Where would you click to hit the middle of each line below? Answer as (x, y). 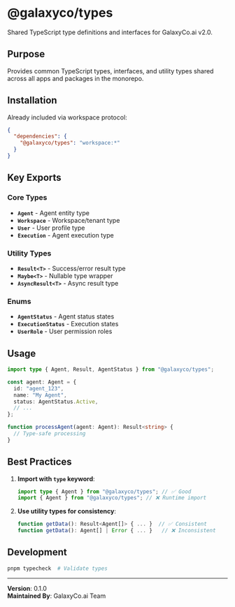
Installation (32, 100)
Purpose (26, 54)
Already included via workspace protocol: (67, 117)
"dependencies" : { (41, 137)
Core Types (27, 198)
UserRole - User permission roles (65, 331)
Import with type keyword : (56, 478)
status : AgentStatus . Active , (56, 402)
